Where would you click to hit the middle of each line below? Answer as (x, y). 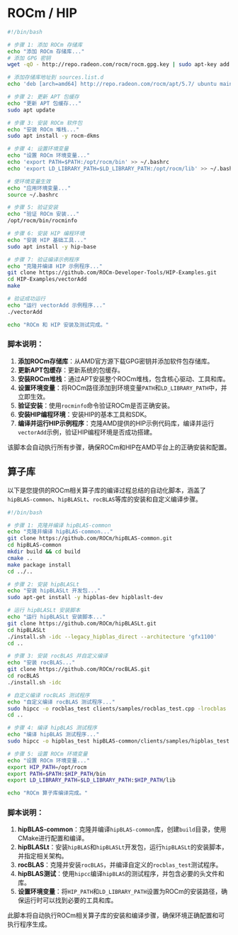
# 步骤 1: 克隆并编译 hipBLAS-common (59, 525)
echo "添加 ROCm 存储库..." (46, 51)
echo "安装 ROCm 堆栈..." (44, 129)
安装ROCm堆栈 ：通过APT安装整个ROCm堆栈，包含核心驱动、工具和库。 (123, 378)
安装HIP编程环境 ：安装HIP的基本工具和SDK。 (84, 414)
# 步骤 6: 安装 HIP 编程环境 (46, 234)
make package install (39, 565)
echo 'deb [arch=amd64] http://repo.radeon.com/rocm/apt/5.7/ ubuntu (112, 84)
